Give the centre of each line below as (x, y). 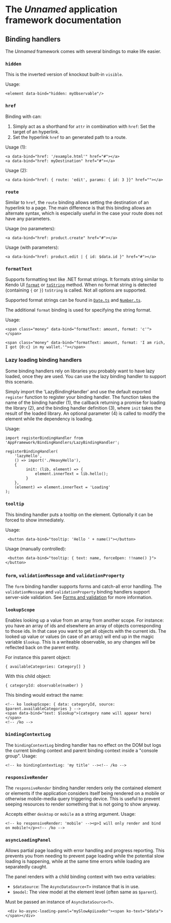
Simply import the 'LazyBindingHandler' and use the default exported (78, 392)
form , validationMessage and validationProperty (65, 575)
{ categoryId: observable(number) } (44, 685)
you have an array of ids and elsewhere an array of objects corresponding (83, 626)
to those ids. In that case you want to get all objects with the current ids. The (86, 631)
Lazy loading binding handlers (44, 360)
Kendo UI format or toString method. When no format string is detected (81, 285)
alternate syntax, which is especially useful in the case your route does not (84, 213)
